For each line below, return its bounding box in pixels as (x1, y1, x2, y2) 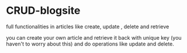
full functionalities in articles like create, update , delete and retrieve (6, 23, 169, 30)
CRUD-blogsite (6, 4, 81, 17)
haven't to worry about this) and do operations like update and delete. (6, 40, 174, 47)
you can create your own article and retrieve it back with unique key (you (6, 34, 182, 41)
